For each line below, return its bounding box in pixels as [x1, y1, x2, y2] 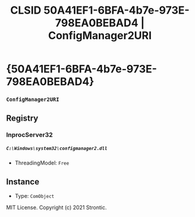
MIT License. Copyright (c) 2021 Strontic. [6, 204, 107, 211]
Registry [6, 113, 39, 123]
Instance [6, 177, 40, 187]
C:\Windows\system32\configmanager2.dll [6, 146, 108, 152]
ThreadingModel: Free [14, 159, 70, 166]
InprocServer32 [6, 131, 54, 139]
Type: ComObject [14, 193, 55, 200]
